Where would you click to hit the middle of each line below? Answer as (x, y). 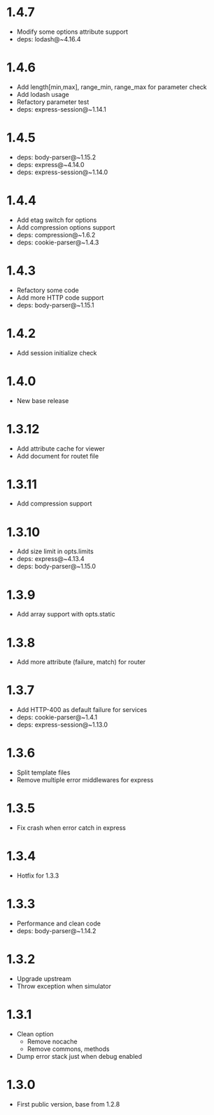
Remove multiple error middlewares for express (85, 780)
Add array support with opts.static (66, 614)
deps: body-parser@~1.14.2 (56, 930)
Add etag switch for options (57, 220)
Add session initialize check (57, 352)
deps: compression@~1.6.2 (56, 235)
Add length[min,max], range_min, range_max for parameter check (112, 87)
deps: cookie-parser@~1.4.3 (58, 242)
